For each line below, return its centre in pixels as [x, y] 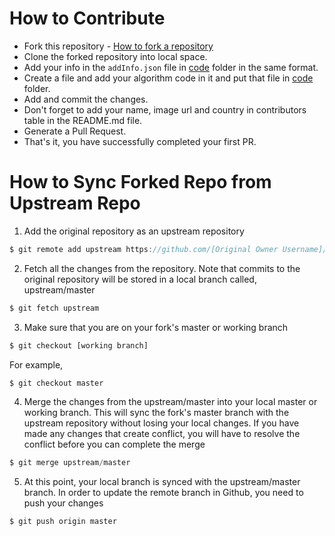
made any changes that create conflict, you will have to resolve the [162, 434]
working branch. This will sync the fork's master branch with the [156, 413]
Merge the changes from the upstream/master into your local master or [170, 402]
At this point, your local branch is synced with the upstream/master [162, 482]
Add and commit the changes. [86, 99]
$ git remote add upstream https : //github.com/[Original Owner [144, 249]
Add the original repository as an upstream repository [134, 231]
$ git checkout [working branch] [79, 345]
